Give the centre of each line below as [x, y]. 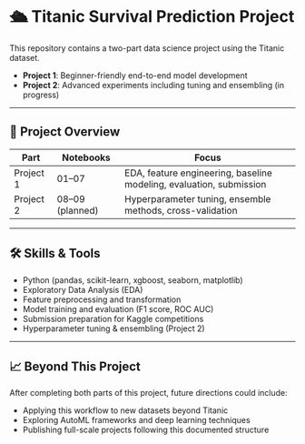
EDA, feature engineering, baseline [198, 173]
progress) [41, 95]
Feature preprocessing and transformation [102, 299]
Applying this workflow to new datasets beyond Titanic [125, 410]
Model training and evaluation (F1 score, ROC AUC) [118, 308]
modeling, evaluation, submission [195, 184]
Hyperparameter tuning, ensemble [197, 198]
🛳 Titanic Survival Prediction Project [152, 17]
